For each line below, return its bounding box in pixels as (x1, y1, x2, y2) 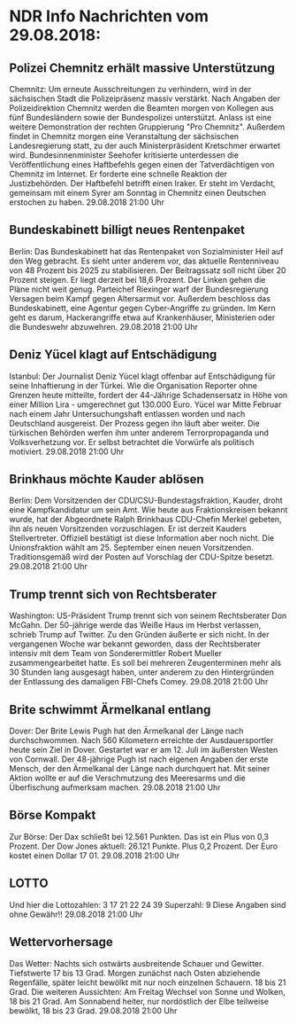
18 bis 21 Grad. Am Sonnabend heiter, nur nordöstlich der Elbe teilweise (9, 996, 270, 1006)
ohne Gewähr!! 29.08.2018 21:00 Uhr (9, 909, 143, 919)
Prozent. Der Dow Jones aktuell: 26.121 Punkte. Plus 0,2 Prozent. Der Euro (9, 841, 278, 851)
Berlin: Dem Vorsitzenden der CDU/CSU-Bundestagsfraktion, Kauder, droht (9, 495, 283, 506)
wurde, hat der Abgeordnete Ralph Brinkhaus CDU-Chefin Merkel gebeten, (9, 514, 282, 525)
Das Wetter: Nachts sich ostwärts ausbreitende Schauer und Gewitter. (9, 958, 264, 968)
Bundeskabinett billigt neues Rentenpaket (9, 223, 246, 238)
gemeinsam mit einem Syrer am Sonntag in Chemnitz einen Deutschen (9, 188, 267, 198)
